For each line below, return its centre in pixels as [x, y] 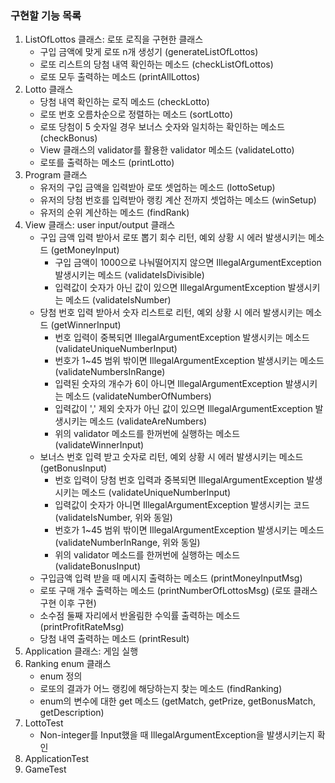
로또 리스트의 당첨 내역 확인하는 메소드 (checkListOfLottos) [156, 64]
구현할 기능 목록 [46, 15]
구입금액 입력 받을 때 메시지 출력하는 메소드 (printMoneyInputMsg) [171, 578]
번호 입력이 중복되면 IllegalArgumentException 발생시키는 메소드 [182, 338]
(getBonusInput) [73, 468]
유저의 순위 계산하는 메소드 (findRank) [114, 213]
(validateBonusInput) [98, 566]
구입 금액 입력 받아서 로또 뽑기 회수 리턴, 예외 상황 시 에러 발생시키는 [173, 238]
